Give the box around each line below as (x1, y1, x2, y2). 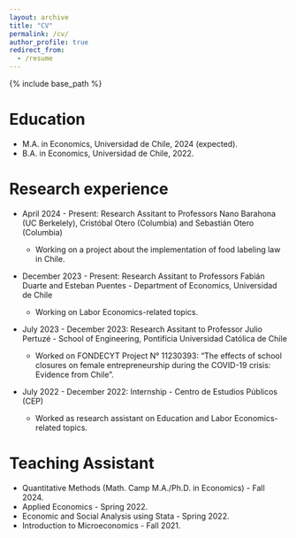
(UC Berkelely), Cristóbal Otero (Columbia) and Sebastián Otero (21, 218, 254, 228)
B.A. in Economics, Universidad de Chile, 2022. (21, 148, 194, 158)
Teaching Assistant (9, 453, 155, 473)
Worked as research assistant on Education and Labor (34, 412, 232, 423)
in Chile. (34, 253, 65, 264)
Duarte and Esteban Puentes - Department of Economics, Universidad (21, 280, 277, 290)
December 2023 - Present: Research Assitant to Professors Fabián (21, 271, 265, 281)
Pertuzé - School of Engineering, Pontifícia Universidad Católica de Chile (21, 333, 287, 343)
